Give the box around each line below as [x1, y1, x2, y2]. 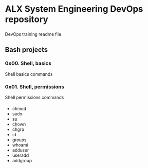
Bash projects [5, 45, 48, 54]
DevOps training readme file [5, 31, 62, 37]
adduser [12, 147, 29, 153]
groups [12, 137, 27, 143]
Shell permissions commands [5, 94, 64, 101]
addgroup [12, 157, 32, 163]
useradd [12, 152, 29, 158]
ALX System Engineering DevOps [5, 3, 144, 15]
